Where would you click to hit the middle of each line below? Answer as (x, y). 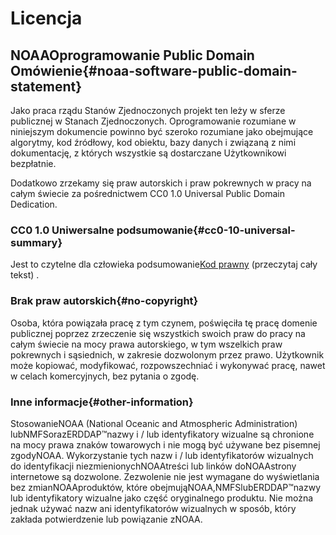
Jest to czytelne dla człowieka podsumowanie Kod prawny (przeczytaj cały (164, 264)
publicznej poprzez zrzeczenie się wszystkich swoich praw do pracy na (158, 333)
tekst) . (25, 275)
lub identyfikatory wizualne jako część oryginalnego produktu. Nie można (162, 498)
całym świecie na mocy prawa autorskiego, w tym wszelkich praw (146, 344)
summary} (36, 242)
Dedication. (34, 204)
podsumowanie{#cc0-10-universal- (206, 230)
